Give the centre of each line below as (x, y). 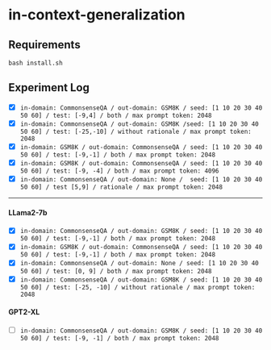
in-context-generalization (97, 15)
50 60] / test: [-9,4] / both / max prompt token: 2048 (116, 115)
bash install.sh (35, 63)
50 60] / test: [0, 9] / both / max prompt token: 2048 (116, 271)
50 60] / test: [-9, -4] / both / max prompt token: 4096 (119, 171)
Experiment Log (49, 87)
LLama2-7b (28, 212)
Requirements (44, 45)
